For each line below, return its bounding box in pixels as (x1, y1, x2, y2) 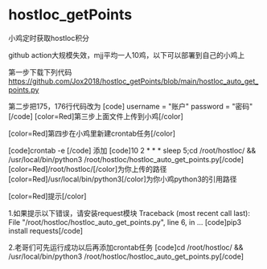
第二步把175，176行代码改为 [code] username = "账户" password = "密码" (8, 101, 253, 111)
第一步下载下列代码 (8, 67, 72, 77)
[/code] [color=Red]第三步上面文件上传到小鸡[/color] (8, 111, 183, 121)
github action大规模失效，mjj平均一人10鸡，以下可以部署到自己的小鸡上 (8, 50, 245, 59)
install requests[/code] (8, 226, 83, 235)
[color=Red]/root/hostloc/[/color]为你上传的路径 (8, 164, 167, 173)
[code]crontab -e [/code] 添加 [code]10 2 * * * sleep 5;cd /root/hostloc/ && (8, 145, 257, 155)
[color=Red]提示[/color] (8, 191, 87, 201)
